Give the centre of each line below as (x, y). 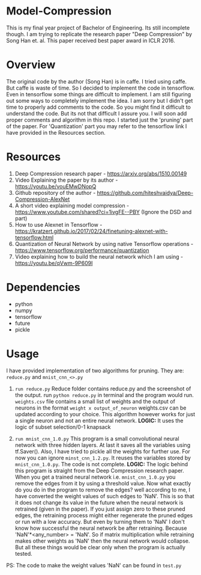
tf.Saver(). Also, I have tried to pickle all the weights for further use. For (103, 451)
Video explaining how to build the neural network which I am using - (99, 256)
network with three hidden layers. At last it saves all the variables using (103, 445)
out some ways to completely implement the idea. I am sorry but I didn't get (100, 100)
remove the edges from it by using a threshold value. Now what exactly (103, 483)
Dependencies (43, 287)
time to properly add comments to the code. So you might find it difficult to (98, 107)
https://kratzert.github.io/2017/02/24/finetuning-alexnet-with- (91, 231)
